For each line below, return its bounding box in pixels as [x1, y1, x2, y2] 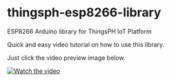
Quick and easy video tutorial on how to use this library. [7, 40, 165, 48]
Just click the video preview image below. [7, 53, 126, 62]
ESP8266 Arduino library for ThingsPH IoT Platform [7, 27, 152, 35]
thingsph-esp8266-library [7, 5, 161, 20]
